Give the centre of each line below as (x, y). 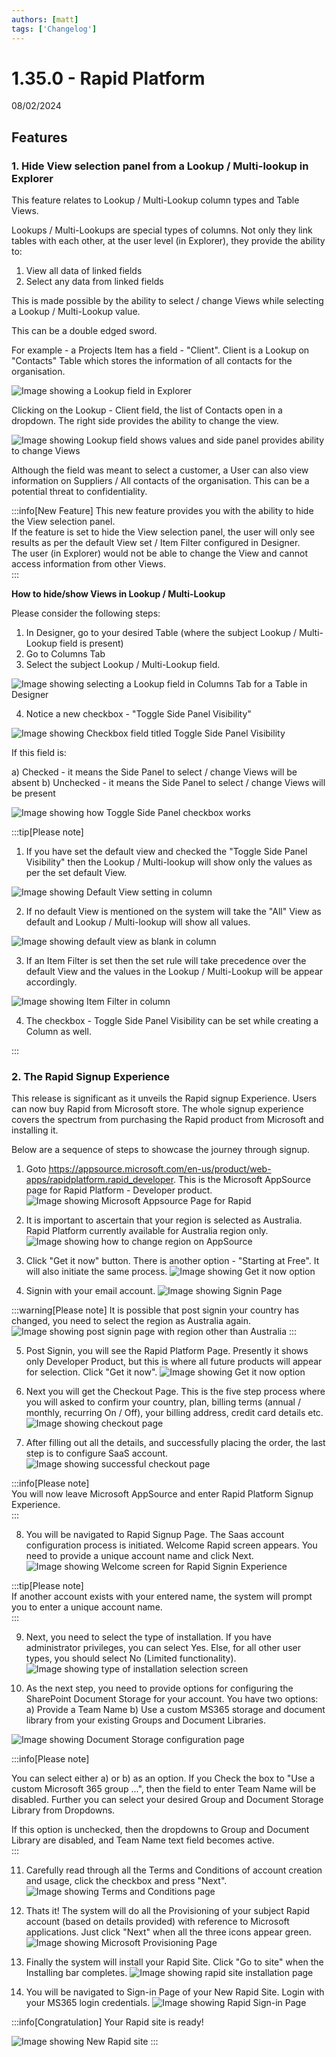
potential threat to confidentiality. (79, 492)
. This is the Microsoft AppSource (242, 1180)
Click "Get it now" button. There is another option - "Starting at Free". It (172, 1261)
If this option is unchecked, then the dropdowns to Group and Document (160, 1830)
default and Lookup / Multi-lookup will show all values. (138, 922)
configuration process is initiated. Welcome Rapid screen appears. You (171, 1545)
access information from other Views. (89, 564)
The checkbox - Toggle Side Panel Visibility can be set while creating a (172, 1021)
